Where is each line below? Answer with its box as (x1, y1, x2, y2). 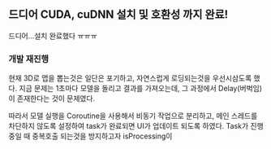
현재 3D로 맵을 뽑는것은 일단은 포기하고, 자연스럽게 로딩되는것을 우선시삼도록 (8, 73, 252, 83)
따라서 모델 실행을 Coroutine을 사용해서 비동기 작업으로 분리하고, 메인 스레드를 (8, 111, 258, 121)
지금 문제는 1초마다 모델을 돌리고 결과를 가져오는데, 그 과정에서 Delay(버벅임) (19, 84, 262, 94)
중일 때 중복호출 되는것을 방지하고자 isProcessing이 (8, 131, 173, 141)
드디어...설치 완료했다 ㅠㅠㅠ (8, 31, 97, 41)
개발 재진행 (8, 53, 49, 64)
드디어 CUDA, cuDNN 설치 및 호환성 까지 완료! (8, 7, 229, 22)
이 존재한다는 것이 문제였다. (8, 94, 96, 103)
